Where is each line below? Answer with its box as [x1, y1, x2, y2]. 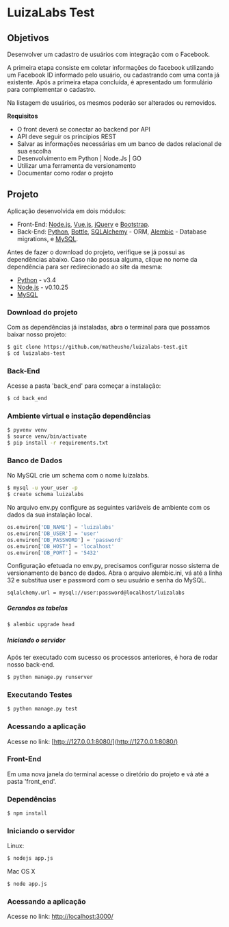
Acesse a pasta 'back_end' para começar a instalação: [7, 382, 161, 390]
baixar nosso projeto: [7, 330, 67, 338]
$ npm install [7, 810, 48, 817]
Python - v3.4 [16, 275, 56, 284]
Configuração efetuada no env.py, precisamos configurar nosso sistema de [7, 562, 219, 570]
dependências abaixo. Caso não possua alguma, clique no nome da [7, 255, 198, 263]
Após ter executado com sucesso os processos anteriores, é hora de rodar [7, 653, 218, 662]
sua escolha [16, 147, 51, 155]
